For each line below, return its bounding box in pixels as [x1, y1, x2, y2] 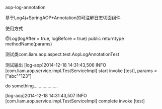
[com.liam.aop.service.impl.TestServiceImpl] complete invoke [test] [5, 98, 145, 104]
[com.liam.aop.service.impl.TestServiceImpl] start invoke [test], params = [5, 68, 157, 74]
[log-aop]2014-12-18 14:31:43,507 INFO [5, 93, 87, 98]
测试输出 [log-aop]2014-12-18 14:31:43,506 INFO [5, 62, 107, 68]
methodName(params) [5, 41, 52, 47]
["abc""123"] [5, 73, 32, 79]
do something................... [5, 83, 58, 89]
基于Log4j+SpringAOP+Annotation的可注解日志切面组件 [5, 15, 121, 21]
